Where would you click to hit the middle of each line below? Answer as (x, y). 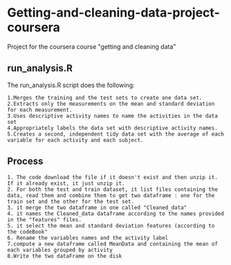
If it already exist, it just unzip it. (66, 183)
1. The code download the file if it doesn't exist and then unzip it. (112, 177)
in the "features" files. (44, 219)
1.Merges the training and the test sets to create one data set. (105, 98)
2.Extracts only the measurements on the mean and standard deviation (111, 104)
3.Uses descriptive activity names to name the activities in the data (112, 116)
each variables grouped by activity (60, 250)
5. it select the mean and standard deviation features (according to (111, 226)
